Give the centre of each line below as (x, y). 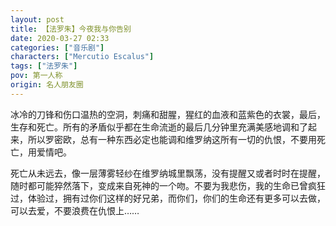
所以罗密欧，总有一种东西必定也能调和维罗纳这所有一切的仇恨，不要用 (172, 139)
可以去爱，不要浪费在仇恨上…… (75, 210)
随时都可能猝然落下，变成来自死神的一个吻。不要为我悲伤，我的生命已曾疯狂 (168, 185)
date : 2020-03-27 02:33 (60, 38)
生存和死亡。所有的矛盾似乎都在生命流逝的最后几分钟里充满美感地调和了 (159, 127)
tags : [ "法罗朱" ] (44, 66)
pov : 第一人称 (36, 76)
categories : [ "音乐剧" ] (57, 47)
